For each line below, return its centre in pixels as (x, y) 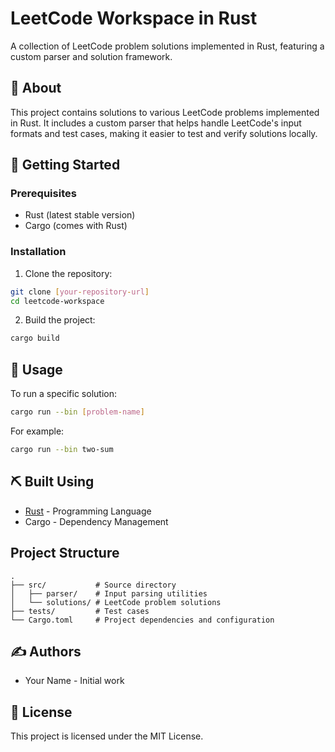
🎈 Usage (36, 369)
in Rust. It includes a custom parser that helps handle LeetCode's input (156, 123)
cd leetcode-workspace (57, 301)
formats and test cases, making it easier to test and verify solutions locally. (164, 133)
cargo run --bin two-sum (62, 450)
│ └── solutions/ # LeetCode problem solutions (116, 602)
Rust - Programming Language (88, 511)
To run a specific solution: (63, 394)
